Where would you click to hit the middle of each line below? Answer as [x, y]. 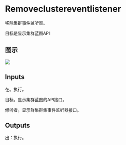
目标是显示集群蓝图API [28, 33]
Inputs [15, 77]
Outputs [18, 125]
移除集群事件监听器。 [26, 23]
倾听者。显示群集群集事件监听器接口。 [43, 110]
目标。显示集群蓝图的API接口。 [36, 99]
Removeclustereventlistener [63, 9]
